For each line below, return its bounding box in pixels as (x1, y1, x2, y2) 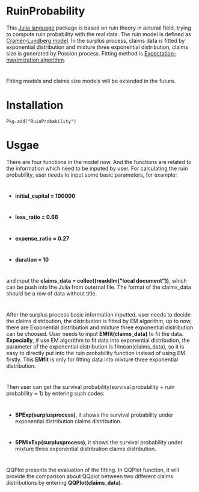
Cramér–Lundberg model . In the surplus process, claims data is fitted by (6, 37, 185, 44)
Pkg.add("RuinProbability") (6, 119, 77, 125)
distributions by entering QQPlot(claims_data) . (6, 479, 123, 486)
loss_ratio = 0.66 (14, 213, 58, 221)
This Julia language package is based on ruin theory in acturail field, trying (6, 24, 191, 31)
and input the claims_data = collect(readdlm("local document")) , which (6, 277, 188, 284)
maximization (6, 56, 40, 63)
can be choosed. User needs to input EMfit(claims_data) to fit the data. (6, 330, 184, 338)
